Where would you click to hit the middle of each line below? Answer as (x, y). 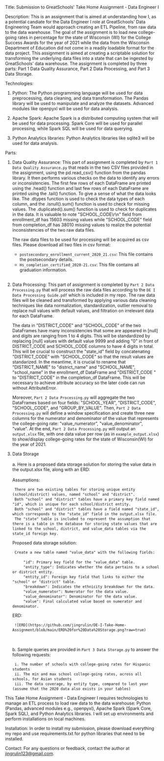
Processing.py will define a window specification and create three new (83, 413)
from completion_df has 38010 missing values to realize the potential (82, 225)
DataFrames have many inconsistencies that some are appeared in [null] (85, 330)
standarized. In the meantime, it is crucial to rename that (69, 362)
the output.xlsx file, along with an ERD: (51, 470)
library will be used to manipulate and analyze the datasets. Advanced (83, 103)
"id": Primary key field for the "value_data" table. (79, 562)
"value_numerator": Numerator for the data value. (76, 592)
